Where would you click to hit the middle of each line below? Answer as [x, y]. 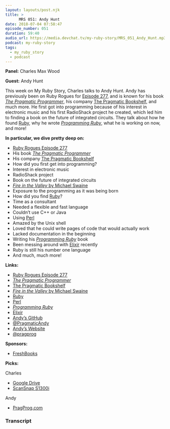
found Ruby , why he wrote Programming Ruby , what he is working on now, [83, 123]
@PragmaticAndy [31, 323]
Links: [12, 265]
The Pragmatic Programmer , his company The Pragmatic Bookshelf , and [81, 102]
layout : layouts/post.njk [32, 10]
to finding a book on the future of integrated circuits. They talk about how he [85, 118]
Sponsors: [16, 344]
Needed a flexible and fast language [50, 207]
